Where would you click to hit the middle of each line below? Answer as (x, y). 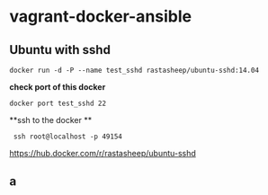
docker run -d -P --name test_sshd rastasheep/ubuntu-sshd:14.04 (134, 70)
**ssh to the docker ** (51, 120)
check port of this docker (58, 87)
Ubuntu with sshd (60, 50)
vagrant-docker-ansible (100, 17)
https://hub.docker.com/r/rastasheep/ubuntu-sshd (103, 153)
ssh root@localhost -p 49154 (68, 137)
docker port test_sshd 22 (58, 103)
